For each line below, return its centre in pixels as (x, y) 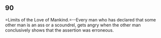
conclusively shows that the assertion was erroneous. (60, 30)
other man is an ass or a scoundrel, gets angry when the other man (73, 25)
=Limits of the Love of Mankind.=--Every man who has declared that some (80, 19)
